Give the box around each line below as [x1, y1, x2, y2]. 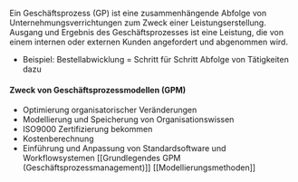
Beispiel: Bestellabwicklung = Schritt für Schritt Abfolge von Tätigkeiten [22, 54, 290, 64]
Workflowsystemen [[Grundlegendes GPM [22, 153, 181, 164]
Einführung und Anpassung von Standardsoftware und [22, 143, 226, 154]
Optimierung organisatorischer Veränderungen [22, 104, 197, 116]
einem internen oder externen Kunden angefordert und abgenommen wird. [9, 36, 288, 47]
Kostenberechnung [22, 133, 94, 144]
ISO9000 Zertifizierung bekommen [22, 124, 153, 135]
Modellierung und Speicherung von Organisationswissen [22, 114, 235, 125]
